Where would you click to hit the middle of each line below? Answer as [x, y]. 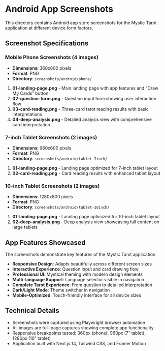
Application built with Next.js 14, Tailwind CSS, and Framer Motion [79, 343]
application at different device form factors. [49, 28]
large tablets [25, 227]
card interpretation [31, 124]
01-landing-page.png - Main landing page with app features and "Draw [85, 88]
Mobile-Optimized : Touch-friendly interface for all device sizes [77, 295]
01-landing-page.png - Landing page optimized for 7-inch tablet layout [85, 168]
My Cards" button [30, 93]
